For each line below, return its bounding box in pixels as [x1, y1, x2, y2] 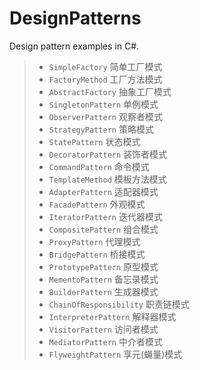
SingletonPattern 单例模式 [48, 98, 159, 110]
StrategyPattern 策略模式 [48, 123, 154, 135]
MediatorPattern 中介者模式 [48, 335, 163, 347]
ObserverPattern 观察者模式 [48, 110, 163, 122]
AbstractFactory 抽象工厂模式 [48, 85, 172, 97]
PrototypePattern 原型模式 [48, 260, 159, 272]
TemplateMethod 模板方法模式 [48, 173, 167, 185]
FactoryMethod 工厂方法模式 [48, 73, 163, 85]
